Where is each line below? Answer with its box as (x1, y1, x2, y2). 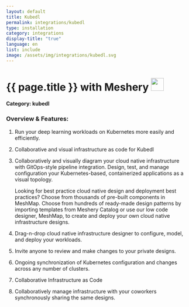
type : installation (6, 25, 54, 31)
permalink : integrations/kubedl (6, 19, 85, 25)
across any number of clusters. (14, 265, 90, 272)
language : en (6, 42, 38, 48)
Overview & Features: (6, 115, 69, 123)
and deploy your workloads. (14, 236, 83, 243)
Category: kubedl (6, 100, 50, 107)
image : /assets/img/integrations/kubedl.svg (6, 52, 116, 58)
